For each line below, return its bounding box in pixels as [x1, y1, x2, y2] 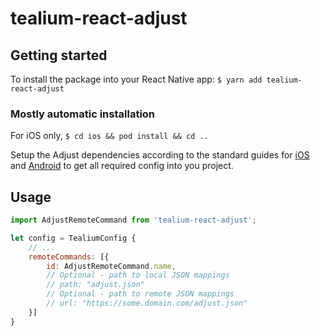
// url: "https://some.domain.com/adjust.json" [46, 298, 248, 309]
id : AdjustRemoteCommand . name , [46, 261, 177, 271]
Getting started [10, 47, 108, 64]
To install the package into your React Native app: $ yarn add [10, 73, 263, 85]
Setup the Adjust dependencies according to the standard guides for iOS [10, 149, 310, 161]
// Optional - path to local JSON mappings [46, 270, 230, 281]
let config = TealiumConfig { [10, 233, 137, 243]
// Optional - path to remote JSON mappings [46, 289, 235, 299]
